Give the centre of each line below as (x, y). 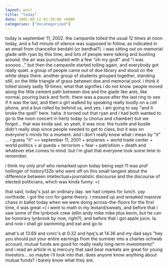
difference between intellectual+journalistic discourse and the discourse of (83, 176)
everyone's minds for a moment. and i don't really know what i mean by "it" (83, 135)
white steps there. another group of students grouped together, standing (80, 76)
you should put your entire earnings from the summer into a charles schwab (83, 239)
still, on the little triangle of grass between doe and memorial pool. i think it (82, 81)
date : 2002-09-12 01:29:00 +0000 (40, 19)
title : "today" (21, 15)
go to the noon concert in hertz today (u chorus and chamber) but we (77, 118)
